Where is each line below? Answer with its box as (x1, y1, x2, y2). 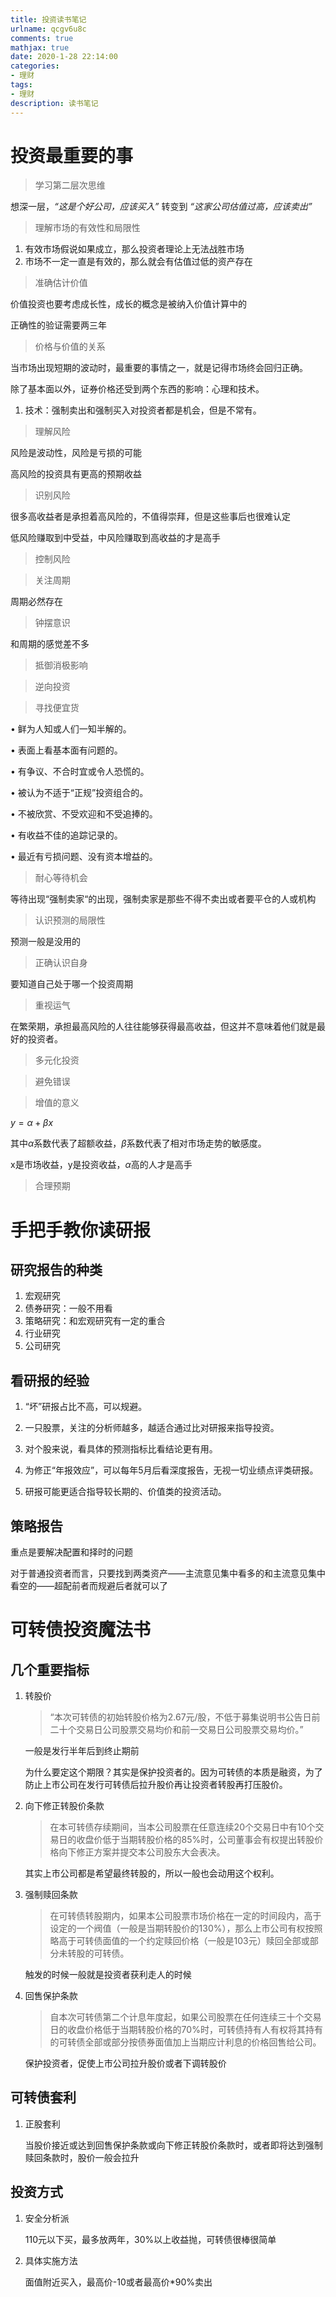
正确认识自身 (34, 957, 88, 969)
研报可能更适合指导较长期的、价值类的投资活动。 (24, 1486, 227, 1498)
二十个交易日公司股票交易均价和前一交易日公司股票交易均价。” (49, 1724, 304, 1736)
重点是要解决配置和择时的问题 (10, 1546, 133, 1558)
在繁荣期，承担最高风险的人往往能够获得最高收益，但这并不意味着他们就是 (10, 1021, 317, 1033)
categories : (10, 61, 60, 71)
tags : (10, 80, 33, 90)
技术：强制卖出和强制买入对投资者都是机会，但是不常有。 (24, 404, 262, 416)
